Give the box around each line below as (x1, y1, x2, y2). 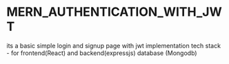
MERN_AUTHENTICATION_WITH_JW (6, 4, 222, 20)
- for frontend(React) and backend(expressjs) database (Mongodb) (6, 49, 197, 57)
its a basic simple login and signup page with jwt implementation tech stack (6, 41, 221, 50)
